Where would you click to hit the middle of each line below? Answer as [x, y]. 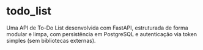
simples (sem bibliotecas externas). [51, 40]
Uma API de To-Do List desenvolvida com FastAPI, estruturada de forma [97, 28]
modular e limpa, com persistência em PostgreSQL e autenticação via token [102, 34]
